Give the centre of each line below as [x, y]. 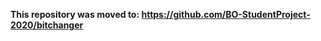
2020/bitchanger [47, 25]
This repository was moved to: [75, 14]
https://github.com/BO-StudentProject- [226, 14]
